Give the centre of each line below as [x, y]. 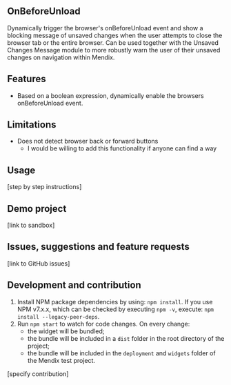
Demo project [37, 209]
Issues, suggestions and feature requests [98, 247]
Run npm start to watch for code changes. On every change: [103, 324]
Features [27, 79]
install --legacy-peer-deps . [58, 316]
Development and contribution [74, 285]
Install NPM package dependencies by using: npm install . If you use [115, 302]
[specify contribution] [38, 374]
